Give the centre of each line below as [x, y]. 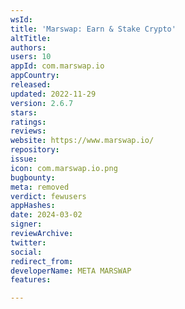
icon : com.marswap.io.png [64, 168]
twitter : [28, 242]
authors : [28, 47]
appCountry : [35, 76]
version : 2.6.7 [42, 103]
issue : [24, 159]
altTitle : [31, 38]
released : [31, 85]
